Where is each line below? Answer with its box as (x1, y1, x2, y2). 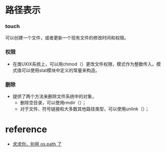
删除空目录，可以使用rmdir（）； (20, 100, 87, 106)
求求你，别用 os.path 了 (12, 141, 62, 147)
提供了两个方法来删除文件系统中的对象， (12, 93, 97, 99)
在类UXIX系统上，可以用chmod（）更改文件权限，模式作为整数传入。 (12, 61, 157, 67)
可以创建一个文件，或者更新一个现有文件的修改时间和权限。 (5, 35, 129, 41)
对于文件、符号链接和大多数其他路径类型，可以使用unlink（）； (20, 106, 149, 112)
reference (5, 124, 47, 135)
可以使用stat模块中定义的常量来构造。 (21, 67, 100, 73)
